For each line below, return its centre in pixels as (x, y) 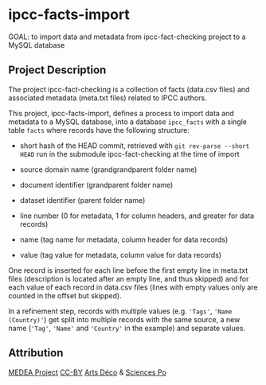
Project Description (57, 70)
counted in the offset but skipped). (65, 295)
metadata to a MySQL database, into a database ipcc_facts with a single (127, 122)
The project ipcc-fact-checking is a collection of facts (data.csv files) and (129, 89)
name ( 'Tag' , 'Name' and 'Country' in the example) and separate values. (127, 328)
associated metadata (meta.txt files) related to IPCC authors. (108, 98)
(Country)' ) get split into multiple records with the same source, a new (124, 319)
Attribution (36, 353)
